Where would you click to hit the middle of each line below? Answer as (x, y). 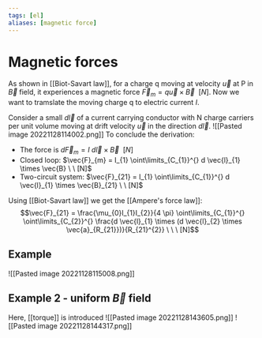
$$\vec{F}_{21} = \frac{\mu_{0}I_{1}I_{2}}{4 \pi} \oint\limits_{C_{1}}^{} (133, 213)
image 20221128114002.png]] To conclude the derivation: (101, 134)
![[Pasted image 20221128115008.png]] (72, 273)
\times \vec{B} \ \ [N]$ (56, 169)
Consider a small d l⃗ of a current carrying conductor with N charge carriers (131, 118)
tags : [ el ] (26, 15)
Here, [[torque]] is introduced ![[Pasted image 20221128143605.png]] (121, 317)
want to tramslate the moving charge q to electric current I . (104, 103)
